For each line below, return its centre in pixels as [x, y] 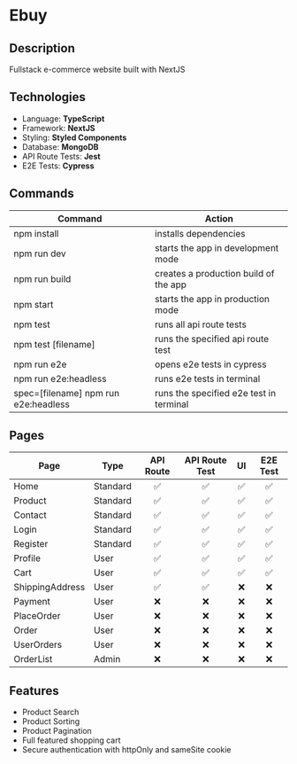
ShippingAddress [49, 588]
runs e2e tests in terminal [207, 378]
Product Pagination [57, 731]
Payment [32, 602]
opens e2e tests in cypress [210, 364]
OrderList [33, 659]
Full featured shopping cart [71, 740]
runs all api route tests [201, 324]
